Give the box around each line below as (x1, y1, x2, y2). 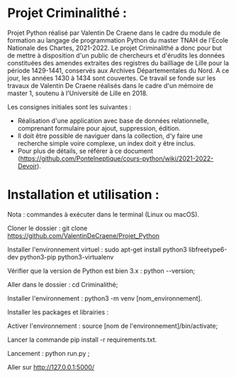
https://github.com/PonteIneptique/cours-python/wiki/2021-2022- (20, 154, 214, 163)
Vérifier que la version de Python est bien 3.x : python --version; (7, 266, 196, 275)
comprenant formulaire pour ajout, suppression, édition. (17, 124, 181, 132)
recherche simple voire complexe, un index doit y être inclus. (17, 139, 196, 147)
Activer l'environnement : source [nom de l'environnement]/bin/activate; (7, 321, 218, 330)
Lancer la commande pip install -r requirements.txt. (7, 335, 157, 344)
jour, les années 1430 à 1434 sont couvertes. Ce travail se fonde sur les (7, 73, 216, 82)
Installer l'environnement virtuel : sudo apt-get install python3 (7, 245, 188, 254)
